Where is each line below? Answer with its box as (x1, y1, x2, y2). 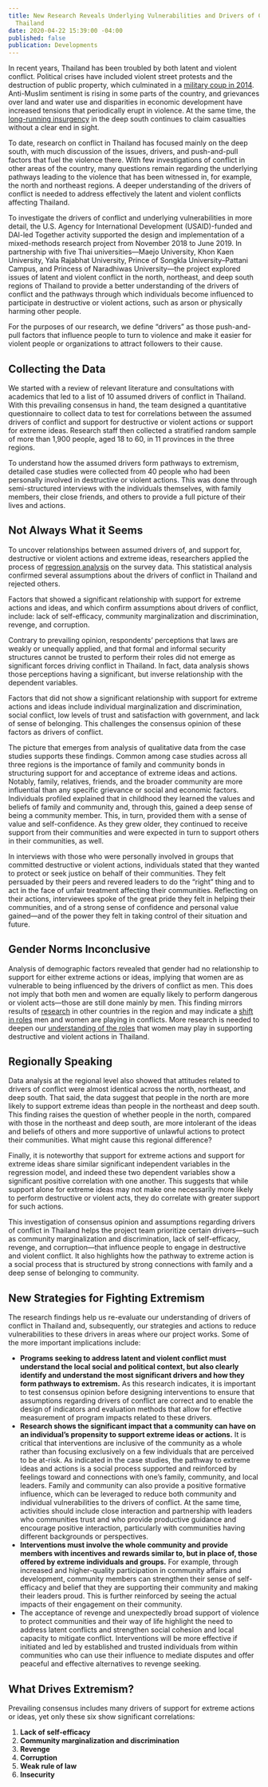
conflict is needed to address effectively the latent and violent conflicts (8, 189, 242, 199)
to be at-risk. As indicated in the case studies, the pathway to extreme (19, 1455, 251, 1465)
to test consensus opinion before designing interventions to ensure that (19, 1388, 255, 1397)
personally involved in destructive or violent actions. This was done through (8, 475, 258, 484)
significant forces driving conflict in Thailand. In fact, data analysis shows (8, 661, 250, 670)
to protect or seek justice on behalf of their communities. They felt (8, 868, 226, 878)
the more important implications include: (8, 1338, 141, 1348)
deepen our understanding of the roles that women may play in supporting (8, 1023, 253, 1033)
